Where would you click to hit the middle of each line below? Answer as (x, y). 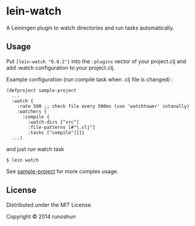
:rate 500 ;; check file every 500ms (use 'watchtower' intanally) (103, 106)
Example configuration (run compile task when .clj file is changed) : (90, 79)
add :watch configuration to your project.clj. (60, 67)
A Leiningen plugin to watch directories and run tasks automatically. (90, 28)
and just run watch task (35, 149)
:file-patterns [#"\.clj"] (62, 127)
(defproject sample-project (42, 90)
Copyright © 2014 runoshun (41, 216)
